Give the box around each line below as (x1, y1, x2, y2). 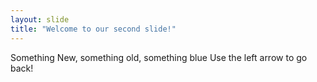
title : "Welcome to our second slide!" (10, 24, 177, 34)
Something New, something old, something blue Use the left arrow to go (10, 51, 308, 63)
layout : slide (10, 14, 70, 25)
